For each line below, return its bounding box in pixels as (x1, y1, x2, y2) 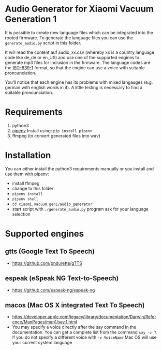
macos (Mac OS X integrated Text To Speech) (5, 301, 145, 309)
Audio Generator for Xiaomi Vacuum (5, 3, 154, 15)
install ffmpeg (12, 180, 40, 186)
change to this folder (12, 185, 54, 191)
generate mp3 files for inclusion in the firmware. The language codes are (5, 60, 151, 65)
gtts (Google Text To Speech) (5, 247, 95, 256)
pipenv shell (12, 197, 39, 201)
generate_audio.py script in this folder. (5, 40, 81, 46)
